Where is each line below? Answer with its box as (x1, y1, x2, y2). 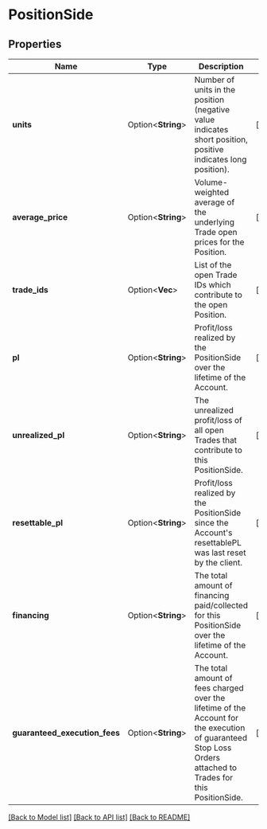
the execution (194, 722, 246, 733)
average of (194, 197, 235, 208)
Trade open (194, 227, 238, 237)
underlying (194, 217, 235, 228)
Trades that (194, 435, 237, 445)
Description (198, 61, 244, 72)
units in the (194, 84, 236, 95)
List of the (194, 260, 232, 270)
